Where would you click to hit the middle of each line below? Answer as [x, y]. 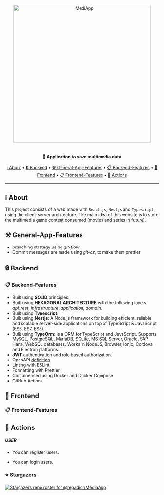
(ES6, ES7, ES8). [28, 328]
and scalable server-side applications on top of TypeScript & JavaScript [84, 323]
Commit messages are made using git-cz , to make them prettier [76, 252]
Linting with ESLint [31, 365]
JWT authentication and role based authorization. [62, 355]
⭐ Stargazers [21, 475]
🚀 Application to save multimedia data [82, 157]
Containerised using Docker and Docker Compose [63, 375]
